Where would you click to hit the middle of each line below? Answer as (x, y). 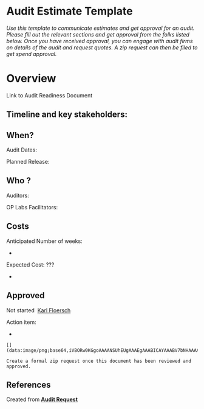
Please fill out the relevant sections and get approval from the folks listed (98, 34)
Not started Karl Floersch (39, 310)
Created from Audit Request (42, 399)
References (29, 385)
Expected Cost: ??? (30, 264)
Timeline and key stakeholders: (67, 115)
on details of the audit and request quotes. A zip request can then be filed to (102, 47)
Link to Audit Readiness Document (49, 95)
